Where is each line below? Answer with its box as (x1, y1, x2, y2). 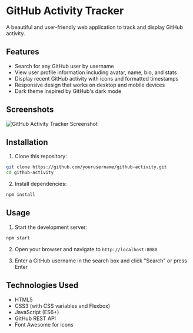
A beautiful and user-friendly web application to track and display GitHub (6, 24, 184, 31)
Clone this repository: (14, 153, 67, 160)
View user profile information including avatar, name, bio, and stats (14, 69, 177, 76)
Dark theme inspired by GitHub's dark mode (14, 87, 122, 95)
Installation (6, 137, 48, 147)
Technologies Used (6, 281, 78, 291)
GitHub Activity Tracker (6, 4, 124, 18)
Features (6, 47, 39, 57)
